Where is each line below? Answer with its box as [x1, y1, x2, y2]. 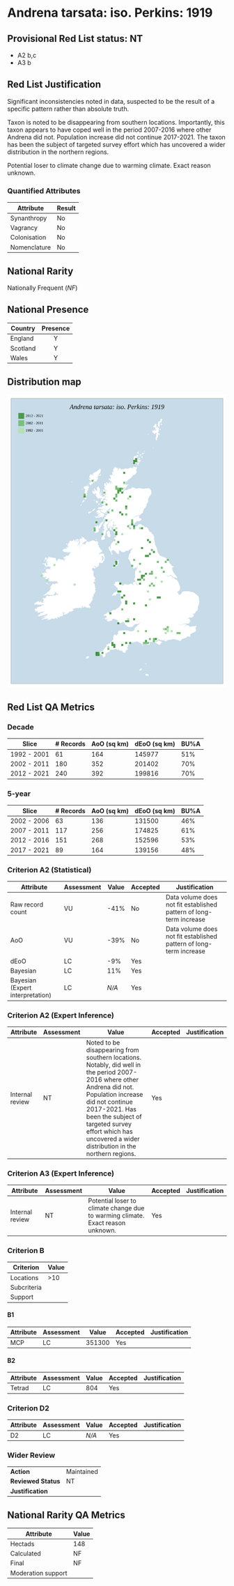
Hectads [10, 1539, 35, 1548]
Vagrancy [10, 224, 38, 232]
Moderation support [10, 1569, 68, 1577]
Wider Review [7, 1451, 56, 1461]
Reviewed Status [10, 1477, 61, 1486]
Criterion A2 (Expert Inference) [7, 1010, 115, 1020]
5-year [7, 789, 31, 799]
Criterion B [7, 1245, 45, 1255]
